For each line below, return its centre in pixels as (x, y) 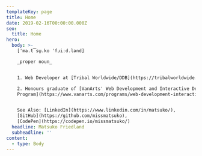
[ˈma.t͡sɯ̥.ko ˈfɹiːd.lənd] (51, 51)
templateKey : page (29, 12)
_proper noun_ (35, 61)
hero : (13, 40)
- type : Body (28, 144)
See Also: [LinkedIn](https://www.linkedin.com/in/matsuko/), (96, 110)
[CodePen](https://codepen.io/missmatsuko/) (74, 121)
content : (17, 138)
